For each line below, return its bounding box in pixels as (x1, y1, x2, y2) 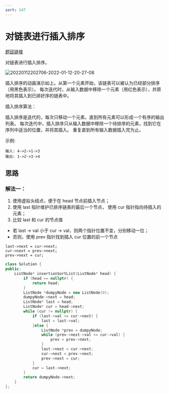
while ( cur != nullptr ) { (23, 309, 78, 314)
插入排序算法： (5, 103, 36, 109)
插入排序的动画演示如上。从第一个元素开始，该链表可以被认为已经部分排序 (5, 80, 160, 86)
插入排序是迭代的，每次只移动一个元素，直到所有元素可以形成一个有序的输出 (5, 114, 164, 120)
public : (5, 266, 22, 271)
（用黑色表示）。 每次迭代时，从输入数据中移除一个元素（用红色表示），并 (5, 86, 157, 92)
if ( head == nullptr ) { (23, 275, 73, 281)
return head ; (32, 281, 60, 286)
